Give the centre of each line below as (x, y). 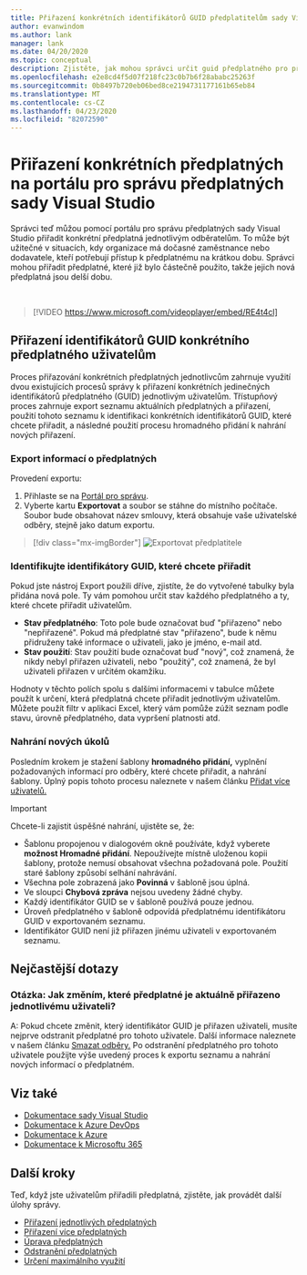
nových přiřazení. (43, 434)
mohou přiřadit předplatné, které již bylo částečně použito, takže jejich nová (153, 267)
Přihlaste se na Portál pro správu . (86, 496)
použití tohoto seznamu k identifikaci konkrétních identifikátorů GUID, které (151, 415)
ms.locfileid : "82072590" (59, 119)
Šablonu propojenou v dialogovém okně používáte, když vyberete (147, 843)
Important (29, 808)
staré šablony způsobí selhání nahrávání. (100, 872)
